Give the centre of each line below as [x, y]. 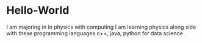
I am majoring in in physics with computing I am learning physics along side [101, 27]
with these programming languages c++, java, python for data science [95, 33]
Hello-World [38, 10]
